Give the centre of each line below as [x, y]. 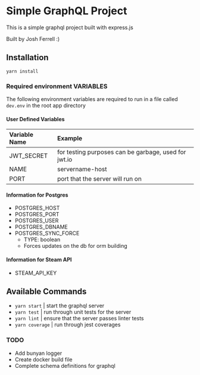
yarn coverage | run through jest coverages [68, 324]
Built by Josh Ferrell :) [33, 39]
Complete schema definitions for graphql [65, 365]
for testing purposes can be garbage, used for [122, 152]
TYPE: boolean [42, 240]
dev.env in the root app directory [46, 106]
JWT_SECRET [29, 156]
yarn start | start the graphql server [60, 306]
